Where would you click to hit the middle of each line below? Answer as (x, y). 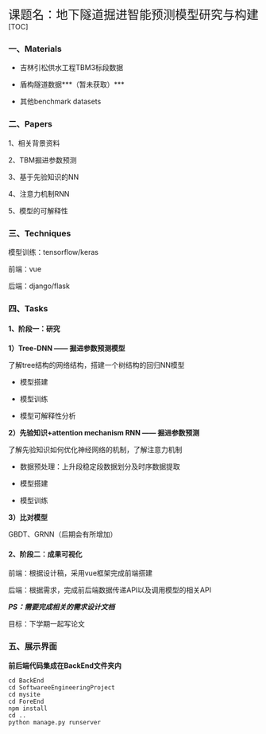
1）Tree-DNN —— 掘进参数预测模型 (67, 348)
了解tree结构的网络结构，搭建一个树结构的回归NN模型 (96, 365)
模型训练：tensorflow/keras (54, 252)
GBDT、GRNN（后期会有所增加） (63, 534)
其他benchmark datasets (60, 102)
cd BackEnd (26, 681)
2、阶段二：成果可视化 (45, 554)
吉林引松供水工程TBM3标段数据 (71, 68)
